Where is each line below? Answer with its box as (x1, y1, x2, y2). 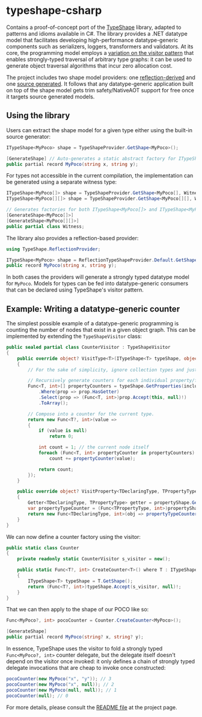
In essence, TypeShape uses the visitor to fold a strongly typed (6, 645, 163, 652)
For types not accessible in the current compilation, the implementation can (6, 172, 194, 179)
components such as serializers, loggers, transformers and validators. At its (6, 43, 194, 50)
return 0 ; (49, 433, 74, 439)
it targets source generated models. (6, 93, 95, 100)
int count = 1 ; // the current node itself (38, 444, 149, 450)
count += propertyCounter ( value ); (49, 455, 136, 462)
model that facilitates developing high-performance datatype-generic (6, 36, 179, 43)
